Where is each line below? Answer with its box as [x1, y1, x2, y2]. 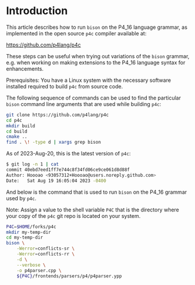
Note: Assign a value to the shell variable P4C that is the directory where [6, 206, 179, 213]
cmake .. [6, 134, 28, 140]
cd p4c [6, 117, 22, 123]
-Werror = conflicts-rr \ [16, 251, 75, 257]
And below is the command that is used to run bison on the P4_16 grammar [6, 188, 187, 195]
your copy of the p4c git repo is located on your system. [6, 212, 141, 219]
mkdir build [6, 122, 35, 129]
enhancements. [6, 65, 44, 72]
